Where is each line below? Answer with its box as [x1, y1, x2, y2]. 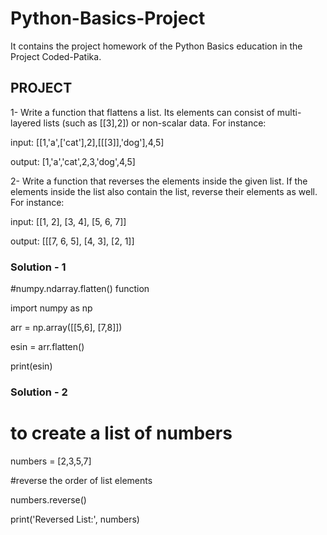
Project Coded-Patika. [10, 50, 102, 62]
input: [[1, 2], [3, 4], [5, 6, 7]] [10, 215, 127, 227]
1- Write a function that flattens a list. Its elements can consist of [10, 106, 275, 118]
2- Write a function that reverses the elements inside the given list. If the [10, 175, 308, 187]
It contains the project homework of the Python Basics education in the [10, 40, 303, 52]
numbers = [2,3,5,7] [10, 455, 92, 467]
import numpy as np [10, 302, 93, 314]
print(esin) [10, 360, 53, 372]
